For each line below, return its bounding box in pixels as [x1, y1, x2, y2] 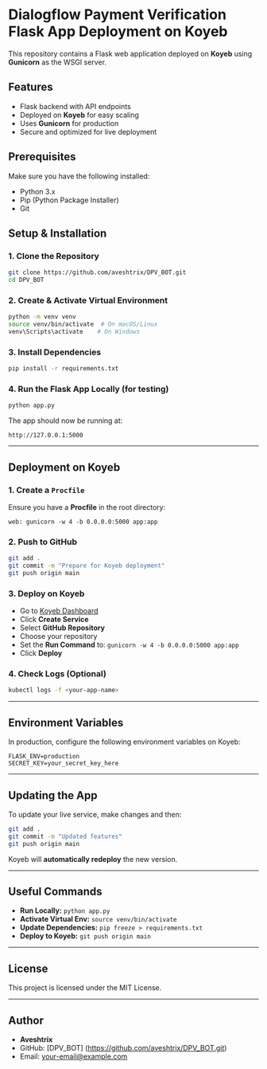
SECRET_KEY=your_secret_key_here [8, 759, 119, 768]
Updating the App [8, 789, 98, 802]
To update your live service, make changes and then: [8, 809, 182, 819]
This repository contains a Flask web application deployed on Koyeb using [8, 49, 253, 58]
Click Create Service [19, 615, 89, 625]
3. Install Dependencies [8, 347, 102, 358]
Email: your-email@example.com [19, 1051, 128, 1061]
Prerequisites [8, 150, 76, 164]
